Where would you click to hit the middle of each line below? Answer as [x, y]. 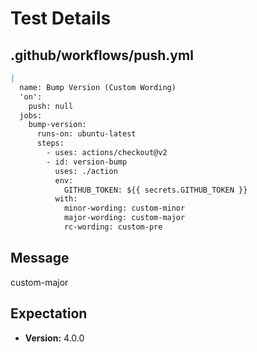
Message [40, 258]
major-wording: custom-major [124, 218]
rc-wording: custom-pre [113, 227]
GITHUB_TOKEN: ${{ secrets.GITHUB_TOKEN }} [155, 190]
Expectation [49, 313]
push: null [51, 106]
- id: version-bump [87, 162]
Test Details [61, 18]
